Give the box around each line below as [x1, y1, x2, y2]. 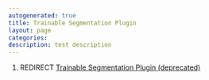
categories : [8, 33, 48, 42]
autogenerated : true [8, 11, 77, 20]
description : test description [8, 41, 112, 49]
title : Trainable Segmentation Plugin [8, 19, 137, 27]
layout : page [8, 26, 52, 34]
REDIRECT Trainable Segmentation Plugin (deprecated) [19, 63, 201, 72]
